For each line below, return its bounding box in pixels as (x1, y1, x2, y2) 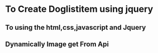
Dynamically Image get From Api (5, 40, 109, 48)
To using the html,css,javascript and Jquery (5, 23, 146, 32)
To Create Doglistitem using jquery (5, 3, 153, 15)
